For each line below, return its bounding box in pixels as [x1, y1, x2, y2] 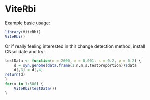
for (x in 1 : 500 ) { [5, 81, 43, 87]
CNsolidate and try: [5, 48, 45, 54]
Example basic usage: [5, 20, 50, 26]
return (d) [5, 72, 26, 77]
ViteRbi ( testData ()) [14, 86, 57, 91]
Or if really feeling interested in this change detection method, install [5, 43, 145, 49]
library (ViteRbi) [5, 29, 41, 34]
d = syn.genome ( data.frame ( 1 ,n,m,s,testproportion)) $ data [14, 63, 137, 68]
